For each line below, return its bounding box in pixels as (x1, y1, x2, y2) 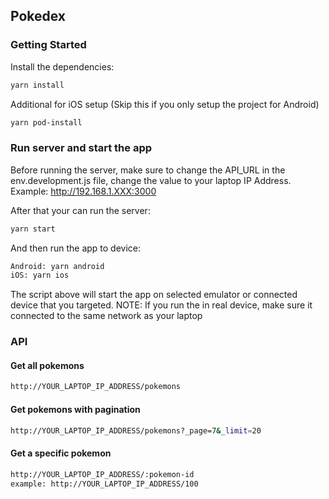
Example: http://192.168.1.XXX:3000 (10, 185, 157, 197)
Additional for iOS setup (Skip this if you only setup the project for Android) (10, 98, 320, 110)
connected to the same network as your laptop (10, 310, 203, 322)
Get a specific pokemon (10, 447, 112, 459)
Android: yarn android (10, 261, 105, 271)
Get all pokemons (10, 359, 85, 371)
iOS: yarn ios (10, 270, 70, 281)
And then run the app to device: (10, 242, 142, 254)
